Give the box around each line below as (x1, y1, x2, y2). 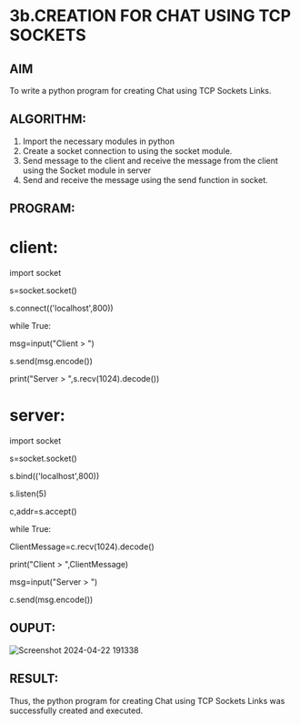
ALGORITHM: (9, 111, 86, 128)
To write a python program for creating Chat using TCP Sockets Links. (9, 86, 272, 96)
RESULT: (9, 671, 59, 687)
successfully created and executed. (9, 705, 144, 716)
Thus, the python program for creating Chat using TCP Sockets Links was (9, 695, 285, 706)
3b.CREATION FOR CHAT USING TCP (9, 5, 292, 26)
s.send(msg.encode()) (9, 356, 94, 367)
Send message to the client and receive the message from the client (22, 155, 279, 166)
